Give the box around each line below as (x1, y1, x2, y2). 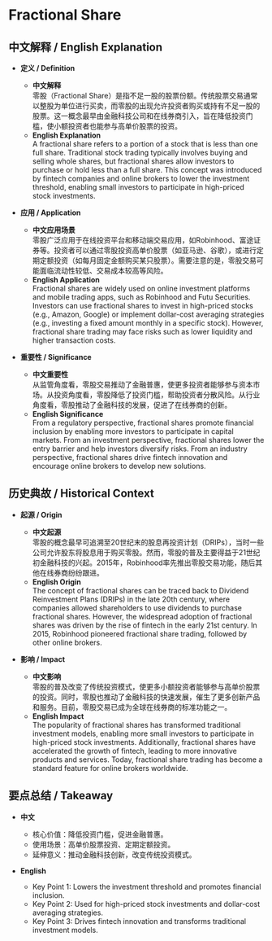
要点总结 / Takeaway (8, 789, 114, 803)
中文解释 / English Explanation (8, 40, 163, 54)
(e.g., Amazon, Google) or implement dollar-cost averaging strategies (32, 309, 265, 319)
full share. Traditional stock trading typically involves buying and (32, 148, 248, 157)
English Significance (32, 409, 104, 418)
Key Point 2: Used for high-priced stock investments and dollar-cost (32, 899, 261, 908)
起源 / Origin (19, 510, 63, 519)
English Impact (32, 711, 84, 721)
